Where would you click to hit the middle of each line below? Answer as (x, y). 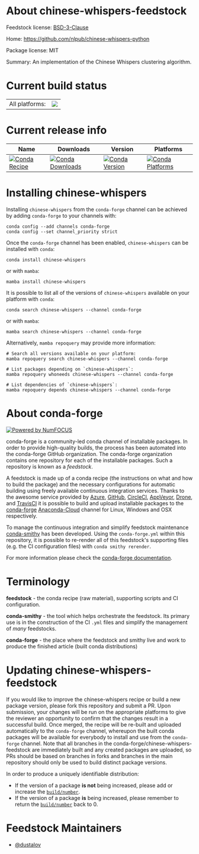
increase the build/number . (47, 791)
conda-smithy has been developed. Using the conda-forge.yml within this (96, 533)
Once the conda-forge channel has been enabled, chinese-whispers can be (97, 243)
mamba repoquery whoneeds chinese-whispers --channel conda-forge (90, 374)
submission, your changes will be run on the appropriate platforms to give (96, 712)
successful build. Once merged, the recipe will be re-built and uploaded (94, 724)
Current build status (57, 86)
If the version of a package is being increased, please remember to (97, 798)
